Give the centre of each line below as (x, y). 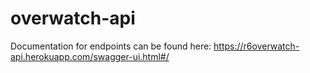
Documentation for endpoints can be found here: (111, 46)
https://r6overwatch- (256, 46)
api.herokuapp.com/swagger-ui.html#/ (90, 56)
